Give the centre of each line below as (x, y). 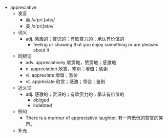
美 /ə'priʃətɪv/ (39, 26)
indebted (43, 105)
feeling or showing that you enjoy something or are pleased (96, 45)
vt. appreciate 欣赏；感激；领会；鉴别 (66, 81)
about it (41, 50)
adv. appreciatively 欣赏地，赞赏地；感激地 (71, 62)
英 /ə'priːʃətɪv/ (40, 20)
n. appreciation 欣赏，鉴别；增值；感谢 (67, 69)
